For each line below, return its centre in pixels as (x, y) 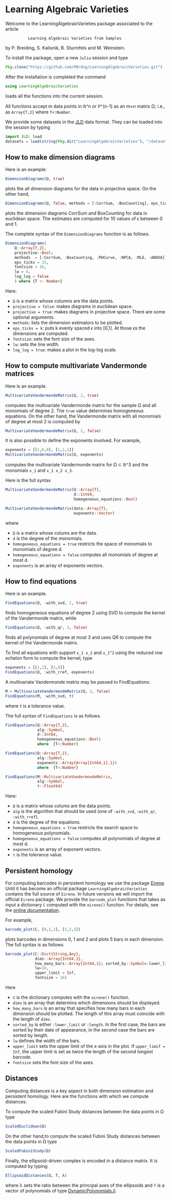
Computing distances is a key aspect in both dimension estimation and (79, 1091)
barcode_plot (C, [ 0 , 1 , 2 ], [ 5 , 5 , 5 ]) (43, 929)
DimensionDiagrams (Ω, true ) (35, 179)
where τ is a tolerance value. (35, 706)
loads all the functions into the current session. (54, 96)
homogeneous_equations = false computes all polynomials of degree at (87, 838)
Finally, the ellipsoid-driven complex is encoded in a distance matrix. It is (81, 1161)
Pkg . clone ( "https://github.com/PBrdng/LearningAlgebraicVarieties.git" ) (84, 67)
